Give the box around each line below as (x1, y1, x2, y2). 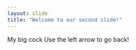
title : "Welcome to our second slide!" (7, 16, 123, 23)
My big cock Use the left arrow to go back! (7, 35, 130, 43)
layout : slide (7, 10, 49, 17)
